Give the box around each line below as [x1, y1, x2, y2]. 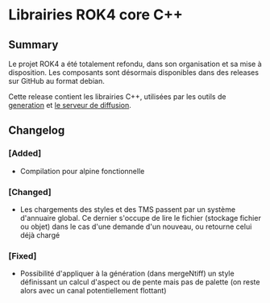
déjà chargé [19, 230, 60, 239]
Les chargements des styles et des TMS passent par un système [19, 204, 236, 214]
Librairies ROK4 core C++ [8, 6, 184, 24]
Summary [8, 38, 59, 52]
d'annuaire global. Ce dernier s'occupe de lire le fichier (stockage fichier [19, 213, 262, 222]
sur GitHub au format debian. [8, 77, 105, 85]
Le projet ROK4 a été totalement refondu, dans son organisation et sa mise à [8, 59, 262, 68]
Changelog [8, 123, 65, 138]
